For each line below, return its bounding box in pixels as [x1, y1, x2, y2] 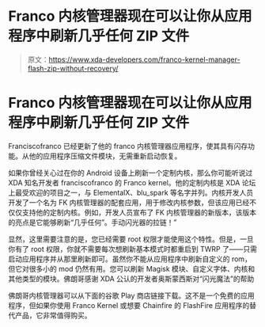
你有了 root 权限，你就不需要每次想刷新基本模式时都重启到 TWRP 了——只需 [8, 244, 257, 253]
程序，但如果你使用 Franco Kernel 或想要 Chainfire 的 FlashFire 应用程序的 [8, 300, 250, 310]
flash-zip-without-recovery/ [27, 63, 119, 73]
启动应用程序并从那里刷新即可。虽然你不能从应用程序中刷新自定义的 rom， [8, 254, 252, 264]
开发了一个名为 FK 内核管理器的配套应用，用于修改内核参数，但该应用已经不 [8, 197, 257, 207]
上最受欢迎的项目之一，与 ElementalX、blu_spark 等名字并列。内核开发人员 [8, 188, 254, 197]
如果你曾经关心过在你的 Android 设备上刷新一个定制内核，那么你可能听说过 [8, 168, 253, 177]
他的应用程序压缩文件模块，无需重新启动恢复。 [28, 151, 182, 161]
